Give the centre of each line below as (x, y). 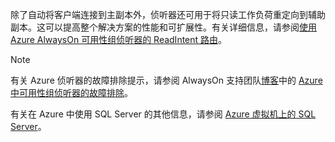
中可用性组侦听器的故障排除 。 (71, 92)
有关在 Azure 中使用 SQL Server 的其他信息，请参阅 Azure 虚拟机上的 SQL (163, 114)
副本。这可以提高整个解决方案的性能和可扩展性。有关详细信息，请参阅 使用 (163, 27)
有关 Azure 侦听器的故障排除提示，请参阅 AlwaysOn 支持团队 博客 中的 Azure (166, 80)
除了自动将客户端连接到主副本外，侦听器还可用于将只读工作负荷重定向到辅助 (168, 14)
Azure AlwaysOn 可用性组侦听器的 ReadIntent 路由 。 (119, 39)
